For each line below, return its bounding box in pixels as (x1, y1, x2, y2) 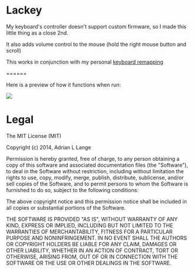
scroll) (6, 47, 22, 54)
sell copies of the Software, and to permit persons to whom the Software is (6, 180, 189, 187)
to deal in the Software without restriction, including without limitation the (6, 167, 184, 174)
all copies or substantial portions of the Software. (6, 204, 126, 211)
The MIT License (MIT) (6, 132, 62, 139)
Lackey (6, 4, 42, 17)
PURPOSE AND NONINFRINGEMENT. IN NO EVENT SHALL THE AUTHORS (6, 234, 188, 242)
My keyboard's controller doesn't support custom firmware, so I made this (6, 23, 187, 30)
